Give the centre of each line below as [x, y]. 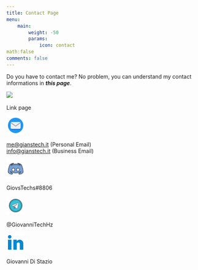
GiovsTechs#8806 [29, 188]
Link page [19, 107]
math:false [20, 52]
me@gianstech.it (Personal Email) [49, 144]
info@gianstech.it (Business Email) [50, 151]
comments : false [27, 58]
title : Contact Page [33, 13]
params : [38, 39]
